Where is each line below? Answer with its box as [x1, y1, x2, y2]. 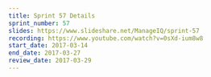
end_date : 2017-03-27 [8, 49, 81, 57]
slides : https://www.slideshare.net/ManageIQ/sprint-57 [8, 26, 200, 34]
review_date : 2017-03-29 [8, 57, 92, 65]
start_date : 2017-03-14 [8, 42, 89, 50]
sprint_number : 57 [8, 19, 70, 27]
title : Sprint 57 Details [8, 11, 95, 20]
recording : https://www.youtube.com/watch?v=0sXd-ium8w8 [8, 34, 204, 43]
